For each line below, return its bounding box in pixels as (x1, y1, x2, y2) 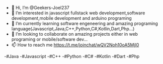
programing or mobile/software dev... (11, 36, 88, 42)
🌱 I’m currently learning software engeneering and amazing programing (11, 20, 158, 26)
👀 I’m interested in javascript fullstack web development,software (11, 10, 146, 16)
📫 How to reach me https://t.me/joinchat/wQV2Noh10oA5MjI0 (11, 42, 139, 48)
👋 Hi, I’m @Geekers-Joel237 (11, 5, 70, 10)
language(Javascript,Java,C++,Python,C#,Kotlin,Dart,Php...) (11, 26, 135, 32)
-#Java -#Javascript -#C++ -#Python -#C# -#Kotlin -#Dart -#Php (4, 54, 140, 59)
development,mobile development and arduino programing (11, 15, 132, 21)
